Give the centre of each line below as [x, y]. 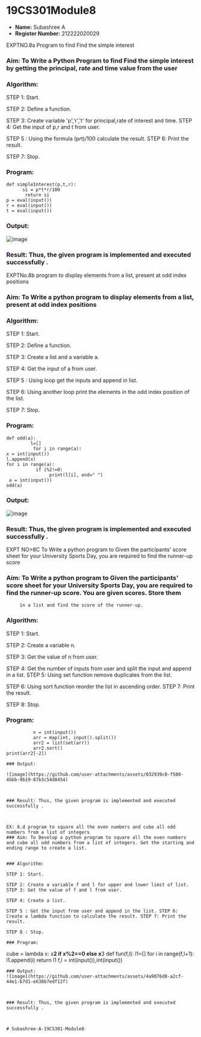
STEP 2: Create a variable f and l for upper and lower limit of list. [97, 885]
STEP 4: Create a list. [36, 901]
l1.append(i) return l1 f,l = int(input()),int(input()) [64, 960]
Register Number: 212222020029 [57, 33]
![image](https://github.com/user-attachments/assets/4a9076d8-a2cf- [95, 976]
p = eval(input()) [29, 201]
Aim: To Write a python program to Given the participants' [92, 578]
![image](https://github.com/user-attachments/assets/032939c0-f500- [95, 775]
